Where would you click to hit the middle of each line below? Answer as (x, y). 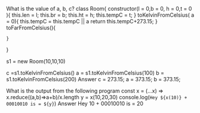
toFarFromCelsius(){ (31, 28)
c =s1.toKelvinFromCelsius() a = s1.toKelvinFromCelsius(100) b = (85, 73)
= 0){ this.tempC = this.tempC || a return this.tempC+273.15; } (82, 21)
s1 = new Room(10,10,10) (36, 61)
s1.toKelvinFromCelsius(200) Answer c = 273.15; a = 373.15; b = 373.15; (93, 79)
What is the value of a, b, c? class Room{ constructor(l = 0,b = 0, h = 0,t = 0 (99, 9)
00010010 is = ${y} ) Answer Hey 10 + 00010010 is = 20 (75, 103)
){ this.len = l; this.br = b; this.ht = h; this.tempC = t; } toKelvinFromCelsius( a (100, 15)
